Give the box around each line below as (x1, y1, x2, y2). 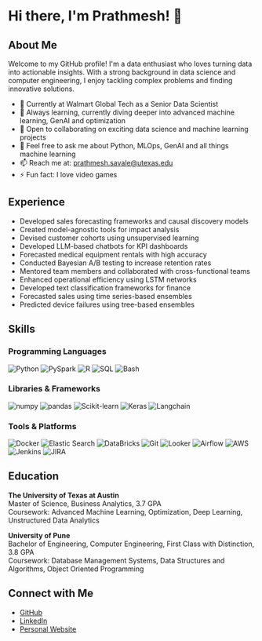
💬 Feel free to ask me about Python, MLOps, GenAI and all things (19, 141, 229, 150)
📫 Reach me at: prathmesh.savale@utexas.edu (19, 158, 173, 167)
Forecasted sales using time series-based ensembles (19, 291, 192, 300)
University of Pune (8, 530, 71, 540)
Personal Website (19, 624, 77, 634)
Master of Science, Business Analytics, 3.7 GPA (8, 498, 162, 508)
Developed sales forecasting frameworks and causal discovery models (19, 216, 249, 226)
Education (8, 470, 60, 483)
